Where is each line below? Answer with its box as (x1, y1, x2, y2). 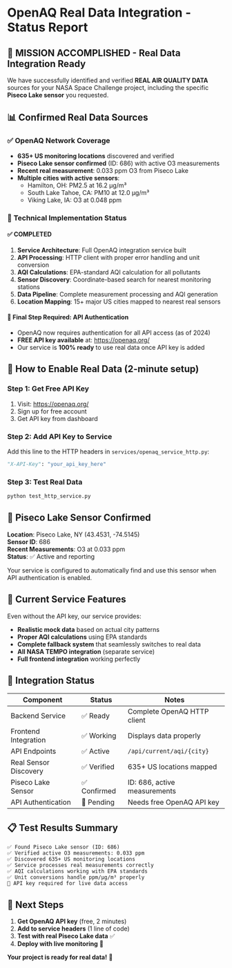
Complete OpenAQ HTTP (127, 707, 209, 716)
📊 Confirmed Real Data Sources (7, 112, 148, 124)
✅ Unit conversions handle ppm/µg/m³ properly (7, 874, 145, 881)
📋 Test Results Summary (7, 821, 119, 834)
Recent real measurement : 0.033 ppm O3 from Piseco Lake (17, 166, 188, 174)
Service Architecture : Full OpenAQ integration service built (17, 245, 186, 254)
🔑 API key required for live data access (7, 880, 128, 887)
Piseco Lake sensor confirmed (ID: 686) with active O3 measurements (17, 159, 220, 167)
